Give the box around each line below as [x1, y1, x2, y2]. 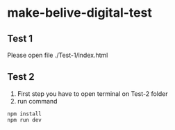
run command [17, 97, 58, 105]
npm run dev [7, 116, 42, 123]
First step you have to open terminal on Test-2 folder [17, 89, 168, 98]
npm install [7, 110, 42, 117]
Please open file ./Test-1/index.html [7, 51, 108, 59]
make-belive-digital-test [7, 5, 153, 21]
